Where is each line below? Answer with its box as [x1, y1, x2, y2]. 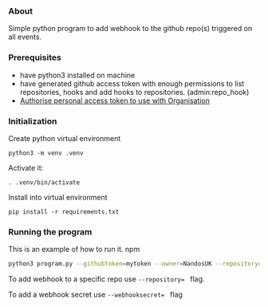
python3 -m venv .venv [8, 149, 84, 157]
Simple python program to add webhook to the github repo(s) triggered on [8, 24, 253, 33]
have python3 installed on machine [19, 70, 136, 80]
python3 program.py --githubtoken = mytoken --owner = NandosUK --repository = [8, 260, 262, 268]
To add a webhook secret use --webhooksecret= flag [8, 289, 183, 300]
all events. [8, 32, 42, 41]
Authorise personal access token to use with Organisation [19, 96, 210, 105]
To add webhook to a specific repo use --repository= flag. [8, 274, 205, 284]
